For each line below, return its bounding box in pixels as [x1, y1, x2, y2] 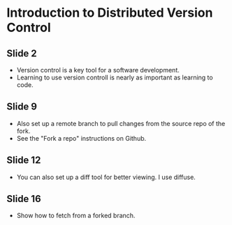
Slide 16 [6, 193, 41, 205]
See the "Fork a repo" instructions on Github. [16, 134, 147, 142]
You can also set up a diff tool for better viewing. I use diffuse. [16, 173, 196, 181]
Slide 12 [6, 155, 41, 166]
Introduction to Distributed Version [6, 5, 213, 21]
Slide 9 [6, 101, 38, 113]
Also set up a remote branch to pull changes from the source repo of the [16, 119, 226, 127]
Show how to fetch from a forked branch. [16, 211, 136, 220]
